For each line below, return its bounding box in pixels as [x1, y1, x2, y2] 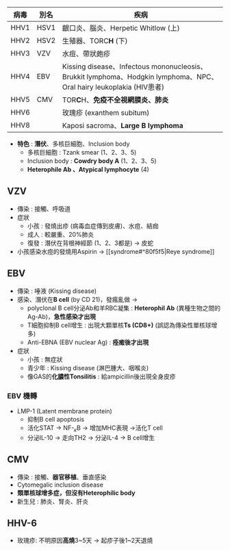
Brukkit [62, 72, 86, 81]
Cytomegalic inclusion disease [16, 480, 104, 489]
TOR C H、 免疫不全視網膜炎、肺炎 [62, 95, 169, 105]
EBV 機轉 [7, 391, 38, 400]
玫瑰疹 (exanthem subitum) [62, 108, 150, 117]
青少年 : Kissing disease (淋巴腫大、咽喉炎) [27, 363, 149, 372]
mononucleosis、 [151, 62, 207, 71]
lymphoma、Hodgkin [86, 72, 155, 81]
